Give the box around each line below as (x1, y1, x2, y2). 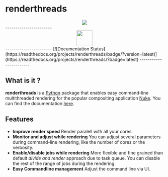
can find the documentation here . (5, 100, 74, 106)
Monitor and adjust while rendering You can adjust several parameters (12, 134, 161, 140)
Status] (90, 46, 106, 52)
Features (5, 115, 34, 124)
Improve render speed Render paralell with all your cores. (12, 128, 133, 134)
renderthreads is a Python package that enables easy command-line (5, 90, 149, 96)
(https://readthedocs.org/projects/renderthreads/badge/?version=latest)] (5, 51, 157, 57)
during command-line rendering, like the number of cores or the (12, 139, 145, 145)
